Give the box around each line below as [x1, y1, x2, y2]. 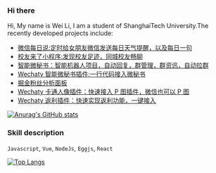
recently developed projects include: [7, 29, 114, 37]
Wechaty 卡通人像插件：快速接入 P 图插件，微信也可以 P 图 [17, 87, 190, 96]
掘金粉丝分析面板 [17, 79, 68, 87]
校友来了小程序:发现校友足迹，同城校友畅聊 [17, 52, 143, 61]
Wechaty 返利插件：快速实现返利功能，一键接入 [17, 96, 156, 105]
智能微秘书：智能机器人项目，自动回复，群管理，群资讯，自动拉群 [17, 61, 209, 70]
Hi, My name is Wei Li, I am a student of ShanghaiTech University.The [7, 22, 209, 30]
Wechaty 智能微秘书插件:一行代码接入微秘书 [17, 70, 146, 79]
